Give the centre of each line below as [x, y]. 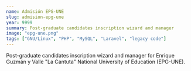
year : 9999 [19, 22]
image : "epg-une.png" [33, 33]
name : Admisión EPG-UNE [35, 11]
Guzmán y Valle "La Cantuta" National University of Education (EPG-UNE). [96, 62]
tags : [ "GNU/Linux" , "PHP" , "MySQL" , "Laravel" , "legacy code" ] [86, 39]
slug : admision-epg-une [35, 17]
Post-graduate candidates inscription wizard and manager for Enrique [90, 55]
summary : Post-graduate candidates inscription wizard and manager [90, 28]
